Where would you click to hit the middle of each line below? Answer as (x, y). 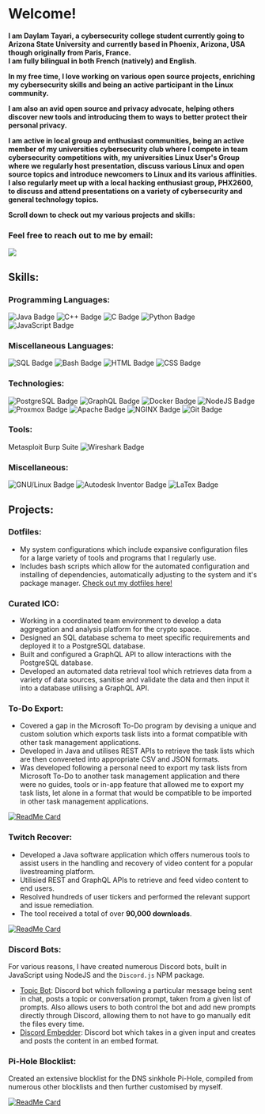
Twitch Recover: (40, 838)
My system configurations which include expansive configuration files (134, 549)
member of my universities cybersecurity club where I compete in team (128, 149)
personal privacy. (38, 125)
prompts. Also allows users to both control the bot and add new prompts (138, 1007)
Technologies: (36, 383)
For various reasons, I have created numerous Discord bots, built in (117, 966)
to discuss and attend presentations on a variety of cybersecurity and (125, 191)
